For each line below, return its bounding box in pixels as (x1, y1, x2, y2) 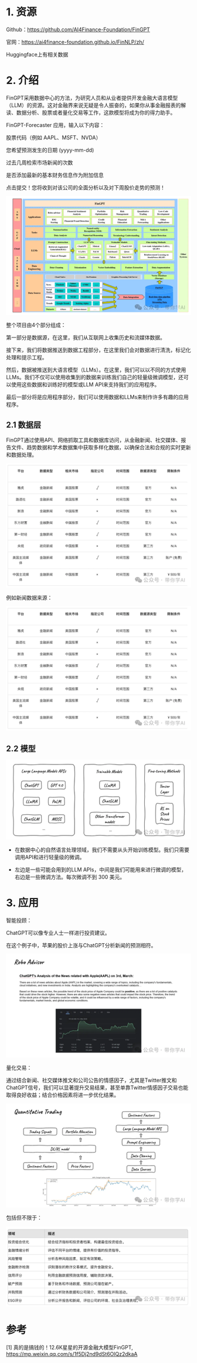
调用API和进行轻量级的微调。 (14, 853, 85, 860)
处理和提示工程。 (6, 354, 47, 361)
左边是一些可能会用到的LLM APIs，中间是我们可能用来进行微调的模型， (14, 866, 186, 873)
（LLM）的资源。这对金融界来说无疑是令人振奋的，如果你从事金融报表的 (6, 101, 181, 109)
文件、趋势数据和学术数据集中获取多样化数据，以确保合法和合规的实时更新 (11, 444, 191, 451)
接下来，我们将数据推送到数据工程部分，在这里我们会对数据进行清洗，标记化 (6, 346, 191, 353)
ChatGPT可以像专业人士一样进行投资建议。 (6, 929, 110, 936)
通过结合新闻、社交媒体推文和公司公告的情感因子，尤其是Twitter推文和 (6, 1077, 177, 1084)
